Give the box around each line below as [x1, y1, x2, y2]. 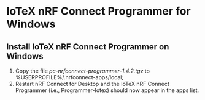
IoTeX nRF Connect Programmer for [6, 4, 191, 18]
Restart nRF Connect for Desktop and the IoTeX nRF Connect [15, 80, 170, 87]
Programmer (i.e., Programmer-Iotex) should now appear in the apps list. [15, 87, 199, 94]
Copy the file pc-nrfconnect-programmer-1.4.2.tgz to [15, 67, 150, 74]
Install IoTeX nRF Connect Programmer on [6, 41, 169, 52]
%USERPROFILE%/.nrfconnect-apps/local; [15, 74, 124, 80]
